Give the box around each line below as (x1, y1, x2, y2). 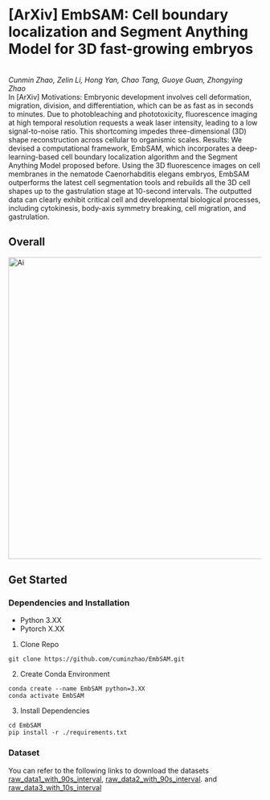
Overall (8, 235, 46, 249)
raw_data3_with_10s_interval (8, 782, 102, 792)
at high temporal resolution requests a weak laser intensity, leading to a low (8, 118, 258, 127)
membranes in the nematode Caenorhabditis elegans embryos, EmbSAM (8, 169, 250, 179)
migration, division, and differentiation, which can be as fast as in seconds (8, 101, 254, 110)
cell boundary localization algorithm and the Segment (60, 151, 239, 162)
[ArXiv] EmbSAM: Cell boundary (8, 6, 229, 24)
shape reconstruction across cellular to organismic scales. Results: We (8, 134, 243, 144)
